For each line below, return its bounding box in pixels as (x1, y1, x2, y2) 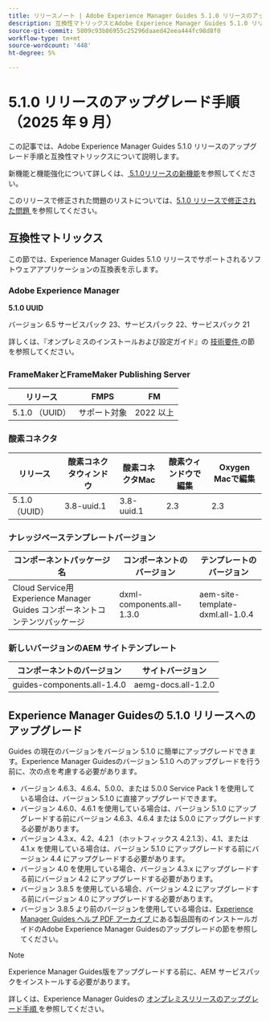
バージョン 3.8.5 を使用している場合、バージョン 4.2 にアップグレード (19, 884, 252, 894)
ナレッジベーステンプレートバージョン (8, 532, 156, 543)
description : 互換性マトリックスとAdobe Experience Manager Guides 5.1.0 (8, 19, 248, 27)
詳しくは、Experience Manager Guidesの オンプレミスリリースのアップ (8, 994, 245, 1004)
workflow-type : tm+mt (8, 34, 81, 43)
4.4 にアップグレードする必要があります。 (50, 854, 190, 864)
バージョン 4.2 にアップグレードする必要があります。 (41, 874, 218, 884)
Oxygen (219, 461, 251, 472)
